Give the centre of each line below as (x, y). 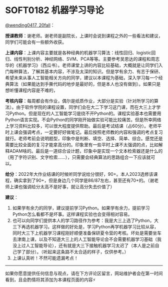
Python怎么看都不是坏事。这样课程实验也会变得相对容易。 (72, 214)
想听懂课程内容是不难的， (31, 90)
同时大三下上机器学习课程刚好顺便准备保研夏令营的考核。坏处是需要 (82, 233)
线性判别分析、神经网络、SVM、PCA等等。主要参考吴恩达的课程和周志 (87, 59)
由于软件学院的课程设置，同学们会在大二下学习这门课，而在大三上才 (86, 107)
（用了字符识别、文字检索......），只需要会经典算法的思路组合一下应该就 (78, 157)
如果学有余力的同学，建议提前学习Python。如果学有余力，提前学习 (81, 208)
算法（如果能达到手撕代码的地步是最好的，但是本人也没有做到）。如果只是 (85, 84)
